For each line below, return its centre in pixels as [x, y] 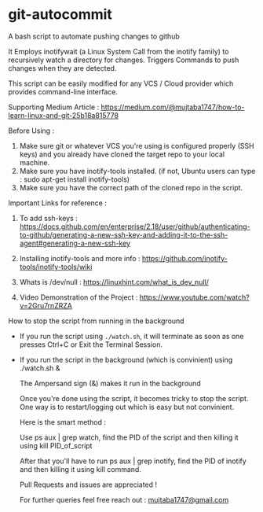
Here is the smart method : [62, 422]
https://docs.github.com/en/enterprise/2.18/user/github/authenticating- [135, 227]
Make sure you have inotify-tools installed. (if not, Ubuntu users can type [137, 171]
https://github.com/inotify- [184, 258]
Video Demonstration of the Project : [79, 297]
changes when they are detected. [62, 68]
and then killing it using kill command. [80, 469]
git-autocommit [60, 15]
